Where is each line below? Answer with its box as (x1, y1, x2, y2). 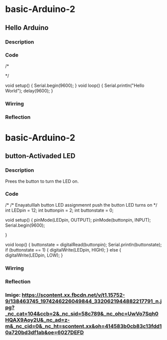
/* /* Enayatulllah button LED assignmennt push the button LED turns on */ (5, 202, 158, 208)
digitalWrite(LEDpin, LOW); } (5, 252, 63, 258)
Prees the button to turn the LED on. (5, 178, 79, 184)
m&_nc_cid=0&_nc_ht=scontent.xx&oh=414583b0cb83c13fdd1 (5, 323, 162, 330)
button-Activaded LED (5, 152, 76, 160)
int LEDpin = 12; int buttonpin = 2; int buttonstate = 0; (5, 207, 114, 213)
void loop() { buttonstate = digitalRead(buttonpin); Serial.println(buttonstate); (5, 241, 162, 248)
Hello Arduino (5, 23, 49, 32)
